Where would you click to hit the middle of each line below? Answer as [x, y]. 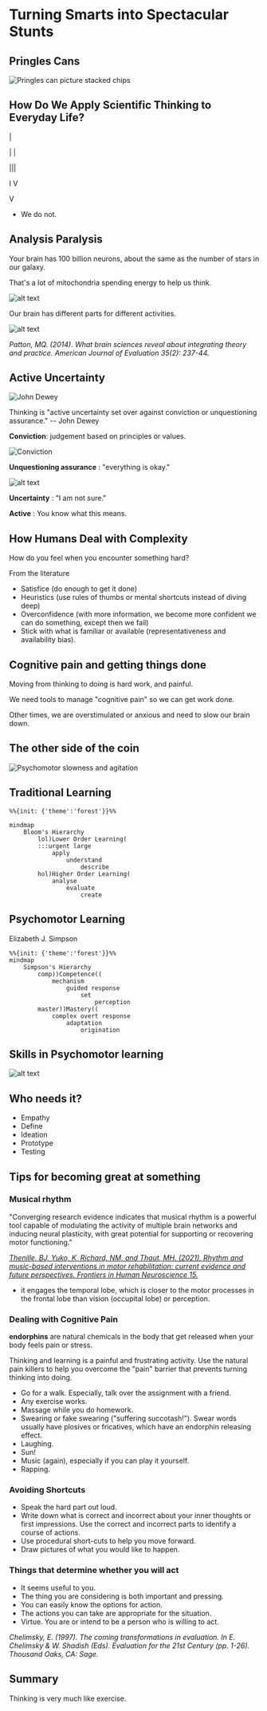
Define [31, 1126]
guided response [93, 988]
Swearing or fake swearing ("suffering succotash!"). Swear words [129, 1418]
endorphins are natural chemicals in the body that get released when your [132, 1337]
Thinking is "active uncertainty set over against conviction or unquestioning [133, 412]
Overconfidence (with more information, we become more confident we [138, 614]
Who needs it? [45, 1098]
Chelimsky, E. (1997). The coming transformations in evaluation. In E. [122, 1637]
